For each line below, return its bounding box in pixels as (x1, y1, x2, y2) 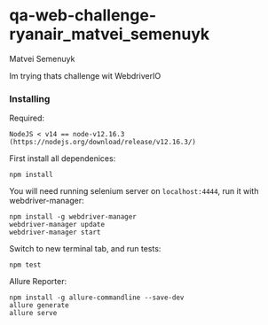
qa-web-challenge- (9, 5, 157, 26)
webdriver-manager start (9, 228, 101, 237)
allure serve (9, 309, 58, 318)
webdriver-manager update (9, 221, 105, 229)
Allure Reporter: (9, 276, 67, 287)
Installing (9, 92, 51, 104)
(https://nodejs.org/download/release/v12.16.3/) (9, 138, 197, 147)
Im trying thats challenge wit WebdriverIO (9, 70, 162, 81)
